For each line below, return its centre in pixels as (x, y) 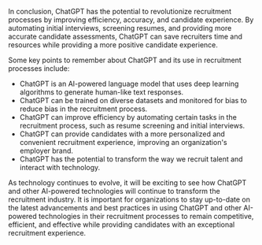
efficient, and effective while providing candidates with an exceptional (122, 225)
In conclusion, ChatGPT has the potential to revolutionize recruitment (120, 11)
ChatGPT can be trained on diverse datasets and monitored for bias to (133, 100)
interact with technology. (60, 167)
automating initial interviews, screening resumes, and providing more (120, 28)
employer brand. (46, 150)
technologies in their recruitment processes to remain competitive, (146, 216)
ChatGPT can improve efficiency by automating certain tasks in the (128, 117)
